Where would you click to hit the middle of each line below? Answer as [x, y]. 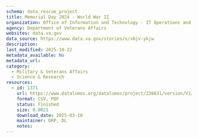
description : [22, 45]
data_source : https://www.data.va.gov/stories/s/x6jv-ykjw [80, 39]
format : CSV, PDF [38, 99]
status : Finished [38, 104]
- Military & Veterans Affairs [50, 72]
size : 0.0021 [33, 110]
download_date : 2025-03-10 [50, 115]
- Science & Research [38, 77]
